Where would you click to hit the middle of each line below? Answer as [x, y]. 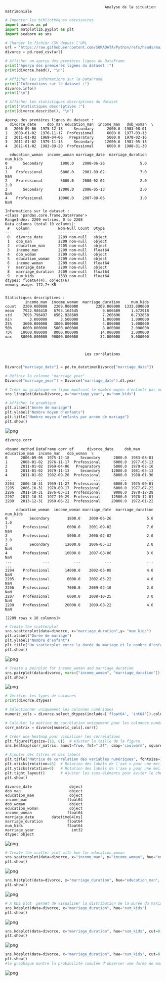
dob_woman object [44, 804]
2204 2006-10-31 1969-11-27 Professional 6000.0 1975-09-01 [79, 484]
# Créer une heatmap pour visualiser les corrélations [63, 736]
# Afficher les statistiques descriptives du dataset [62, 102]
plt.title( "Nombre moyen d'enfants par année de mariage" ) [67, 417]
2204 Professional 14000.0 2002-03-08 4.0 [79, 570]
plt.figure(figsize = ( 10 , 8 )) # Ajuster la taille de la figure [73, 741]
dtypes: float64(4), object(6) [37, 280]
